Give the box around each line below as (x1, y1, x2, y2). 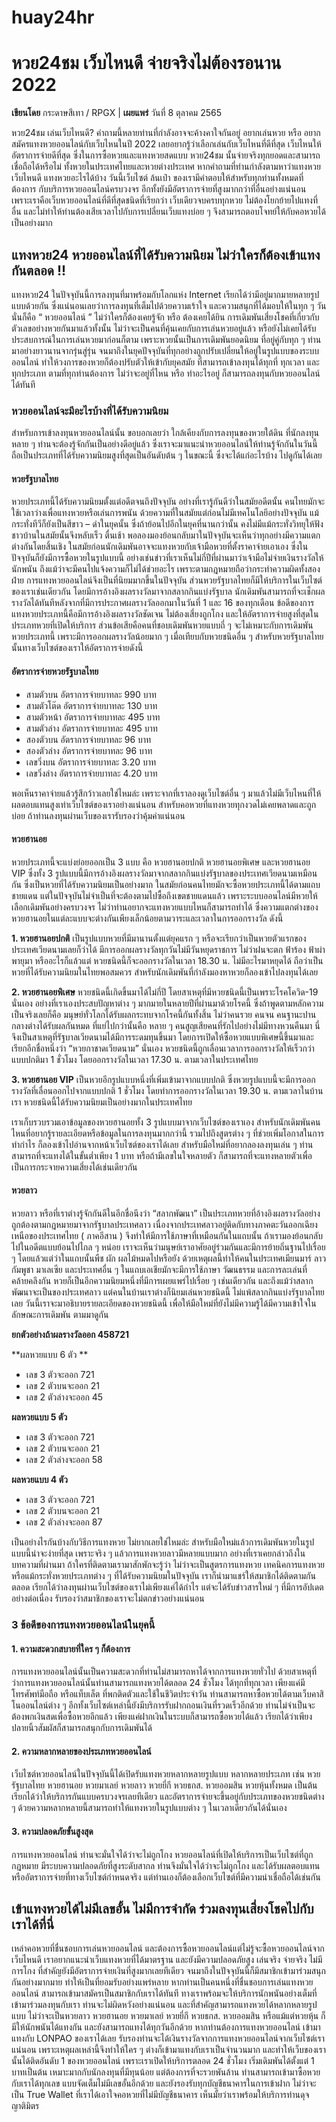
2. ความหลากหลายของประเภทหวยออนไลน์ (11, 1745, 152, 1757)
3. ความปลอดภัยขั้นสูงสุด (11, 1825, 94, 1837)
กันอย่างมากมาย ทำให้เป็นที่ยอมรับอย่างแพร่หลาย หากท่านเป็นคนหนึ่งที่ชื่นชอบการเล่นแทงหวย (11, 1976, 314, 1988)
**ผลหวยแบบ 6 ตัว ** (11, 1349, 89, 1361)
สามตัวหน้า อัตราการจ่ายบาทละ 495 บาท (25, 711, 161, 723)
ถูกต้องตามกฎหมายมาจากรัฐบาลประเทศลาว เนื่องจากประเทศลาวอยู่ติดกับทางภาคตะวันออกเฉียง (11, 1219, 318, 1231)
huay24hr (11, 6, 95, 29)
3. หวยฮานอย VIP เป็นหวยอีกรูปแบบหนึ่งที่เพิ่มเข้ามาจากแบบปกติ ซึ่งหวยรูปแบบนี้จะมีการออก (11, 1073, 316, 1085)
